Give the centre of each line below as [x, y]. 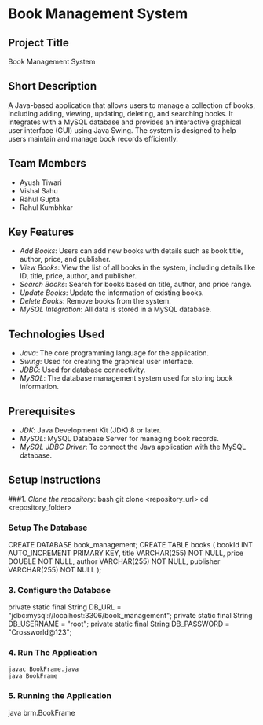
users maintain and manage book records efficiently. [93, 138]
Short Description [53, 86]
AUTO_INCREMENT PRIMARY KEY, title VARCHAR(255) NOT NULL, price [126, 553]
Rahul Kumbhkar [46, 207]
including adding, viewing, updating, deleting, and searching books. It [121, 113]
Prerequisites [42, 411]
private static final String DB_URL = [65, 607]
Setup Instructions [55, 480]
